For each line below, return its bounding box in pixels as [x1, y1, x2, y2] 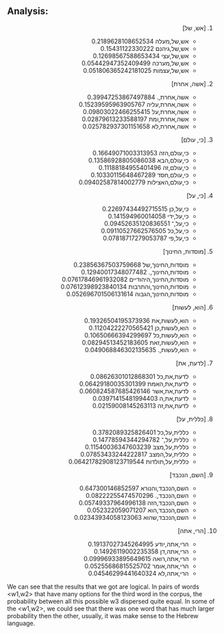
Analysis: [7, 6, 49, 17]
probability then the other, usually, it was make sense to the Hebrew [7, 611, 199, 620]
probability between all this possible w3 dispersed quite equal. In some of [7, 597, 215, 605]
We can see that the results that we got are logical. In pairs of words [7, 582, 200, 591]
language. [7, 619, 36, 627]
